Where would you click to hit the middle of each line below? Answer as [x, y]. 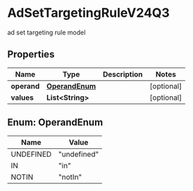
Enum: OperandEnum [55, 123]
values [22, 98]
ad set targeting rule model [46, 32]
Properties [31, 54]
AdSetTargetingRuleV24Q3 [89, 13]
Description [123, 74]
